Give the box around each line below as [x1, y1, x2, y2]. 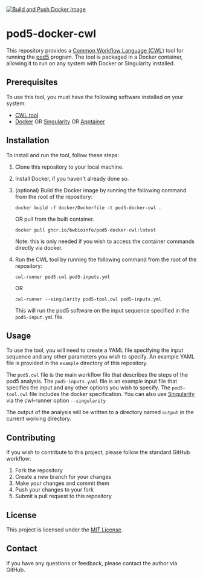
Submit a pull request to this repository [14, 493, 112, 500]
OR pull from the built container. [14, 215, 95, 222]
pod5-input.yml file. [14, 313, 65, 320]
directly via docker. [14, 244, 63, 251]
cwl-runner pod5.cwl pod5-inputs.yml [14, 274, 111, 280]
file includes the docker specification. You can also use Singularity [29, 391, 195, 398]
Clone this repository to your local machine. [14, 163, 124, 170]
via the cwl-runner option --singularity [6, 397, 106, 404]
